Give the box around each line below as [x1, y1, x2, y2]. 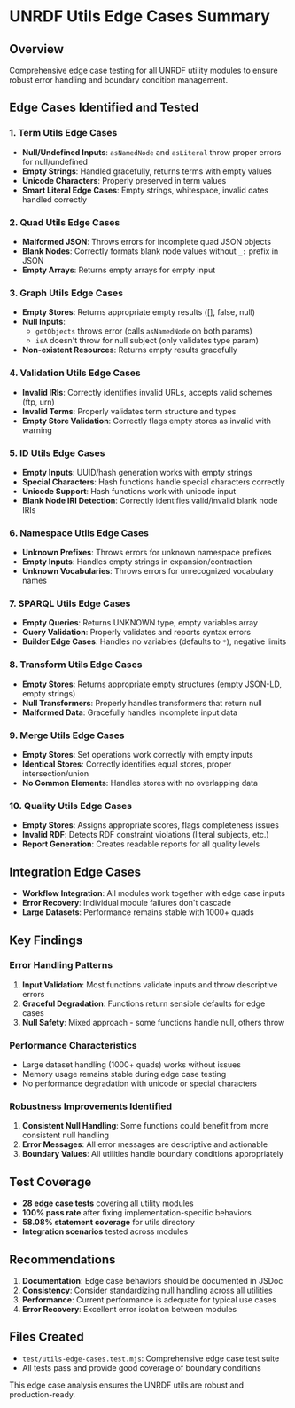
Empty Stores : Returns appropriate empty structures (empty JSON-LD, [21, 679, 282, 689]
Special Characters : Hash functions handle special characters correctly [21, 476, 285, 487]
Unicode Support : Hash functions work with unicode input [21, 485, 237, 496]
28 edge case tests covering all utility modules [21, 1198, 194, 1208]
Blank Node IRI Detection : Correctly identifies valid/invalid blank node [21, 495, 278, 506]
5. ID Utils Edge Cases [9, 446, 105, 459]
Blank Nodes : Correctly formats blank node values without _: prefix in [21, 246, 279, 256]
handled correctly [21, 193, 87, 205]
